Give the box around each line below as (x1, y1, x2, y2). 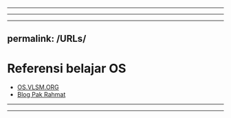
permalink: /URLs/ (7, 33, 87, 45)
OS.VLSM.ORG (16, 83, 60, 91)
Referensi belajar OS (7, 60, 126, 76)
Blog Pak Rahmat (16, 91, 66, 99)
